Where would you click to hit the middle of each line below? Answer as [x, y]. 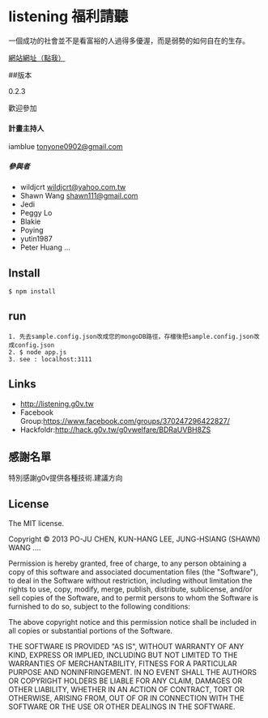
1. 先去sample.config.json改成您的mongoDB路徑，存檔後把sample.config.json [131, 336]
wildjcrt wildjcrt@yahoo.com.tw [73, 187]
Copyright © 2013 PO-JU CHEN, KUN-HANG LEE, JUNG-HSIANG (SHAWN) [134, 539]
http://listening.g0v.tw [57, 404]
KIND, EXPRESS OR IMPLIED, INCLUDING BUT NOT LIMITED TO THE [123, 655]
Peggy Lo [36, 213]
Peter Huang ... [45, 247]
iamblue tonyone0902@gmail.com [66, 147]
